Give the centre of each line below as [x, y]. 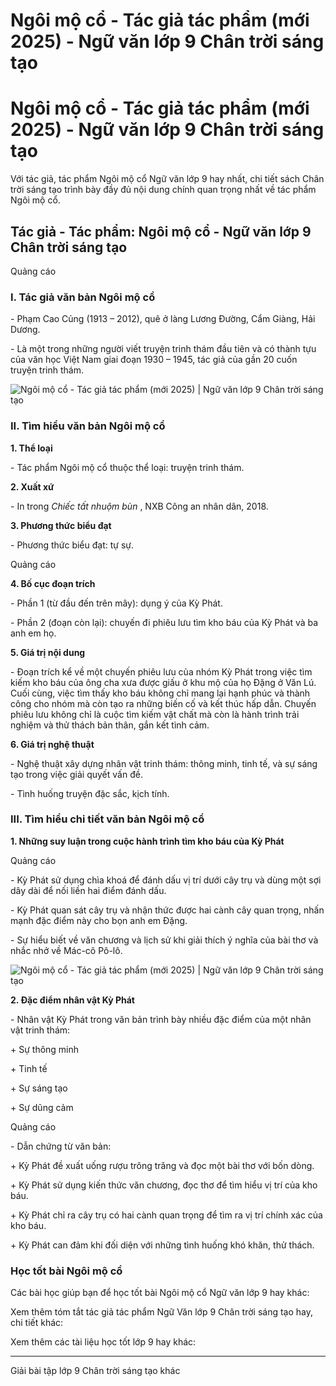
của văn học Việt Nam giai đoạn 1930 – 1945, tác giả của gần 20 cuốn [154, 360]
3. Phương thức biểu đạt [61, 525]
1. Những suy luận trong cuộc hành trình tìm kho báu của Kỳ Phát [147, 841]
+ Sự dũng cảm [42, 1107]
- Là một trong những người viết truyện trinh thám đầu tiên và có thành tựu [163, 349]
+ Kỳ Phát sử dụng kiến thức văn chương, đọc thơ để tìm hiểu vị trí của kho [164, 1185]
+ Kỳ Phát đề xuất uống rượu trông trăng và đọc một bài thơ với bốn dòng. [162, 1165]
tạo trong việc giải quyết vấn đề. [76, 774]
